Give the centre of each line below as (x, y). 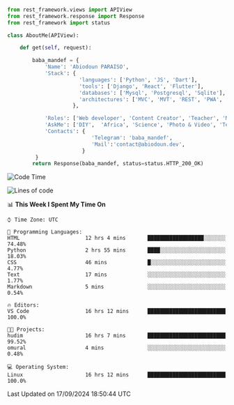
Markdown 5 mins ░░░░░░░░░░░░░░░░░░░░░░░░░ (117, 287)
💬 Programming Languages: (45, 232)
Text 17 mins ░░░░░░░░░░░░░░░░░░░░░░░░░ (117, 275)
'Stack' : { (60, 74)
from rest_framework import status (59, 23)
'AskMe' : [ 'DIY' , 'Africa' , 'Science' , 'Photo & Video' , (130, 125)
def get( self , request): (56, 48)
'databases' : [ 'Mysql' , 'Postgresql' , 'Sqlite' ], (153, 93)
